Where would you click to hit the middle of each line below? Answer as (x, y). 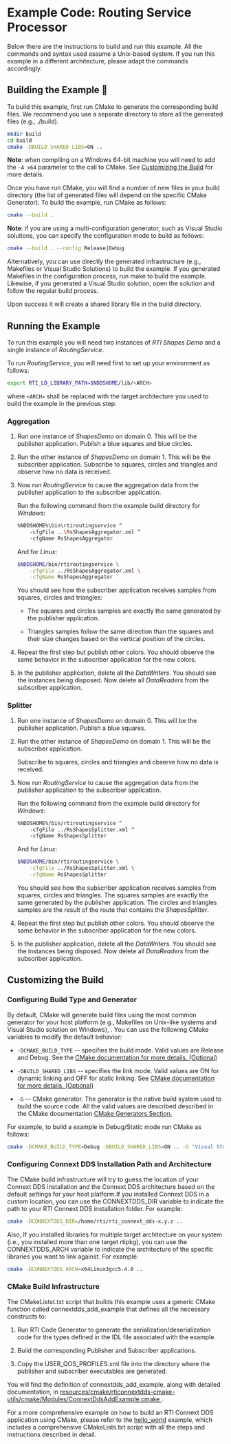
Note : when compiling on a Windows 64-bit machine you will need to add (111, 160)
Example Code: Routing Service (99, 13)
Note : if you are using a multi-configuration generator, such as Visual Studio (115, 228)
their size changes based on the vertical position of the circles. (117, 639)
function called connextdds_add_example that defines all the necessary (109, 1309)
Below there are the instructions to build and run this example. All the (105, 46)
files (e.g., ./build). (33, 121)
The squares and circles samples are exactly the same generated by (124, 611)
